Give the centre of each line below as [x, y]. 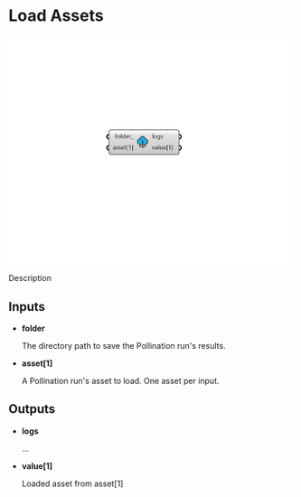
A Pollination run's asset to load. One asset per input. [120, 380]
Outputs [32, 409]
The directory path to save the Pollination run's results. [124, 345]
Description [30, 278]
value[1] [37, 465]
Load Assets [56, 16]
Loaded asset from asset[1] [72, 483]
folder [33, 328]
